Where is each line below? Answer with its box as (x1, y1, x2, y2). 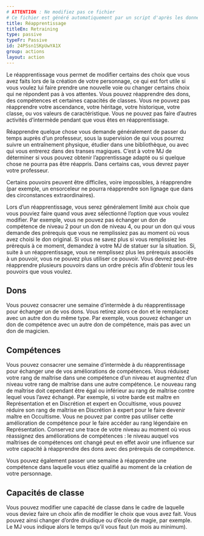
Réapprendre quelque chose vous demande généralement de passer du (6, 128, 186, 135)
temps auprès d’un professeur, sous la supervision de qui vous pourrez (6, 134, 184, 142)
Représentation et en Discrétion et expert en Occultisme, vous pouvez (6, 400, 182, 408)
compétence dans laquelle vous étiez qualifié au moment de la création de (6, 464, 192, 471)
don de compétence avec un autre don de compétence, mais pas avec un (6, 321, 191, 329)
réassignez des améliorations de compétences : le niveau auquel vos (6, 433, 179, 440)
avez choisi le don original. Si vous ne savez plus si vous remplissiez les (6, 235, 186, 243)
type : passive (6, 32, 42, 38)
